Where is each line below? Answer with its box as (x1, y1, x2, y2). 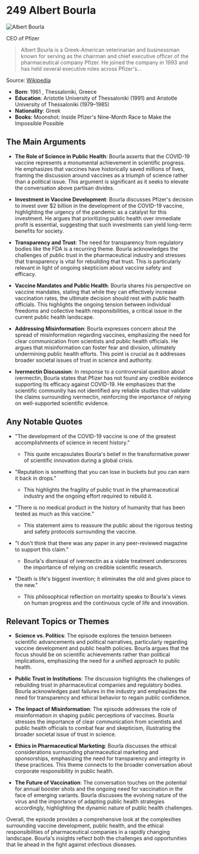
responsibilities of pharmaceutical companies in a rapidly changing (6, 828, 170, 836)
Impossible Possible (14, 119, 64, 126)
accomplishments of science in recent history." (14, 439, 130, 446)
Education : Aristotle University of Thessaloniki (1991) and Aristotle (14, 94, 178, 102)
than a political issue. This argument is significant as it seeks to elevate (14, 178, 189, 185)
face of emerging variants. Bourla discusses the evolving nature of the (14, 792, 187, 799)
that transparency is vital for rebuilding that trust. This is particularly (14, 258, 181, 265)
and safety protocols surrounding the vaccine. (23, 528, 137, 535)
